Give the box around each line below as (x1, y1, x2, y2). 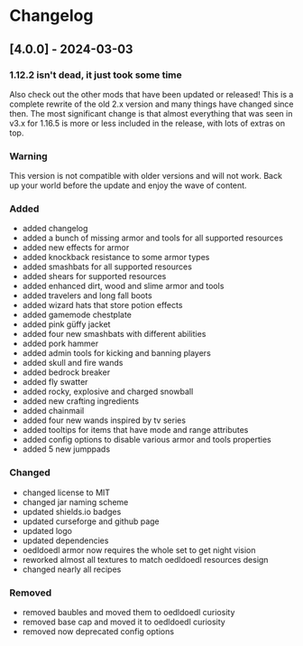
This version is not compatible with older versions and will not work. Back (9, 171, 282, 182)
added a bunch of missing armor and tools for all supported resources (22, 232, 284, 244)
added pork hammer (22, 338, 99, 349)
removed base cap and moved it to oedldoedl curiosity (22, 616, 225, 628)
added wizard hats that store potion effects (22, 300, 183, 311)
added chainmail (22, 406, 85, 417)
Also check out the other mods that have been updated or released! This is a (9, 89, 294, 99)
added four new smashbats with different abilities (22, 329, 207, 340)
